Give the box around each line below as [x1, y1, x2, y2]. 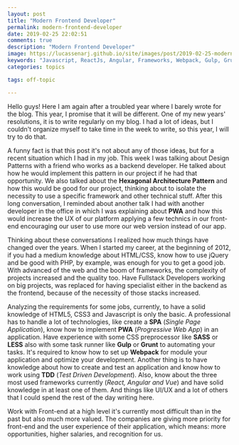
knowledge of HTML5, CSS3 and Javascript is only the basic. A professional [7, 310, 231, 318]
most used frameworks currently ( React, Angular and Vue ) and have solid [7, 378, 224, 387]
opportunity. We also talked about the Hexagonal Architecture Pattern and [7, 176, 228, 185]
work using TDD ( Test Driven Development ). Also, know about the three [7, 370, 218, 379]
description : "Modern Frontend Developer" [7, 43, 135, 51]
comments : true [7, 37, 53, 44]
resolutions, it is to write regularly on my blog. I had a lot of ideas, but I [7, 117, 213, 125]
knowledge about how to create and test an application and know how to [7, 362, 221, 371]
